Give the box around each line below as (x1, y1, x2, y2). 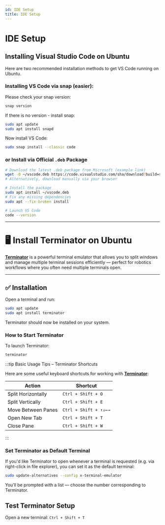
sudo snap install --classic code (5, 145, 76, 150)
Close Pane (7, 422, 34, 429)
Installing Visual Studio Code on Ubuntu (5, 52, 130, 61)
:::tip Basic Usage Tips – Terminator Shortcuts (5, 361, 98, 367)
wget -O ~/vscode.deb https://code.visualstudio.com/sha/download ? (5, 172, 146, 177)
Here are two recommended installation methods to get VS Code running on (5, 65, 159, 71)
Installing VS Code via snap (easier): (5, 83, 94, 90)
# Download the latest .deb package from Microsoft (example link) (5, 167, 146, 172)
